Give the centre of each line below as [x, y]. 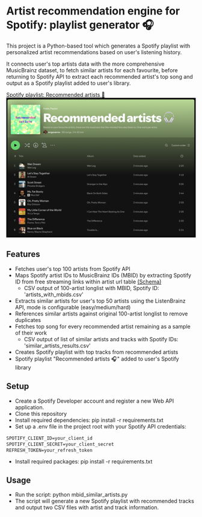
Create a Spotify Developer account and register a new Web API [94, 401]
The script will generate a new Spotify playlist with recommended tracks [104, 501]
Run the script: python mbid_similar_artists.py [71, 495]
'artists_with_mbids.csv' [54, 294]
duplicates [28, 320]
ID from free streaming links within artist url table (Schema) [88, 282]
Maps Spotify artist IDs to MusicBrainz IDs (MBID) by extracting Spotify [103, 275]
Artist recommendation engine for [93, 11]
